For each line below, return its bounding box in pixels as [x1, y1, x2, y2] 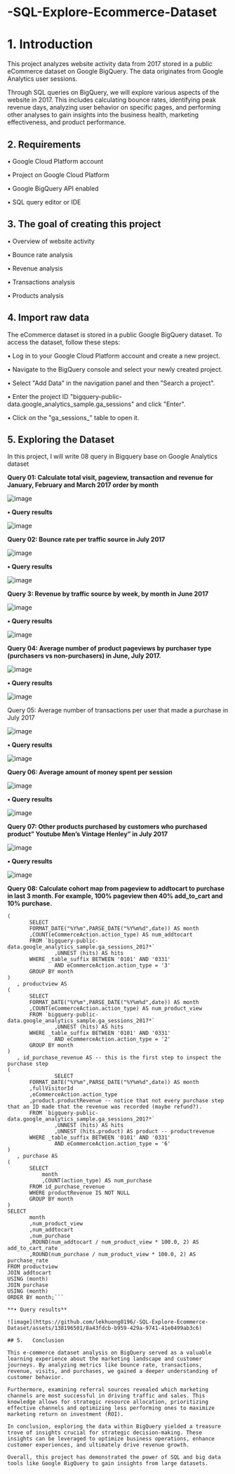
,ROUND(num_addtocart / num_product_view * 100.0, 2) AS [29, 1239, 199, 1246]
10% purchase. [7, 899, 53, 908]
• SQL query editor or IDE [7, 197, 81, 206]
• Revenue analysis [7, 264, 63, 273]
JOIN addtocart [7, 1270, 52, 1277]
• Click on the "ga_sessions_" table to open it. [7, 413, 140, 422]
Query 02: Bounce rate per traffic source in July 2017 [7, 535, 166, 544]
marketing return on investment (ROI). [7, 1411, 124, 1418]
